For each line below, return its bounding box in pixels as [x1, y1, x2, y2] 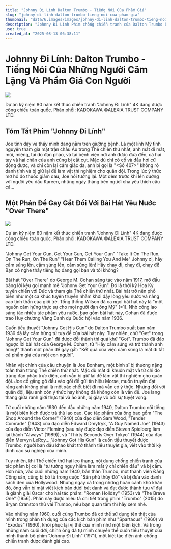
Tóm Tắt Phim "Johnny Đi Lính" [5, 127, 106, 136]
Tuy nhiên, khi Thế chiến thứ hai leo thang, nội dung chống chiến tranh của [5, 458, 163, 464]
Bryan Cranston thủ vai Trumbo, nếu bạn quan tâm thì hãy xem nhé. [5, 501, 148, 507]
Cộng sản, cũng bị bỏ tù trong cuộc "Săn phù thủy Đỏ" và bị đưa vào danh [5, 473, 161, 480]
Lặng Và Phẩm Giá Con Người [5, 75, 131, 87]
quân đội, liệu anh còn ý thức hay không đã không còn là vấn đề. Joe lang [5, 389, 160, 395]
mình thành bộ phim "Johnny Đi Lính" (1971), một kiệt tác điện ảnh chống [5, 532, 158, 539]
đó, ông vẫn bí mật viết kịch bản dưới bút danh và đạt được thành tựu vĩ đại [5, 485, 162, 491]
